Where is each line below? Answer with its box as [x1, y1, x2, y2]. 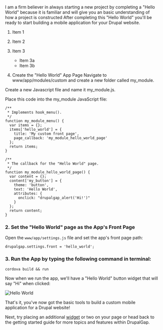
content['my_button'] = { [9, 178, 62, 183]
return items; [9, 144, 38, 149]
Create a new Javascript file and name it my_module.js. [5, 87, 116, 92]
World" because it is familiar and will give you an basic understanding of [5, 9, 150, 15]
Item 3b [19, 63, 35, 68]
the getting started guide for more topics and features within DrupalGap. [5, 319, 150, 325]
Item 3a [19, 58, 35, 63]
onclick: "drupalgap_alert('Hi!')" [18, 195, 91, 200]
